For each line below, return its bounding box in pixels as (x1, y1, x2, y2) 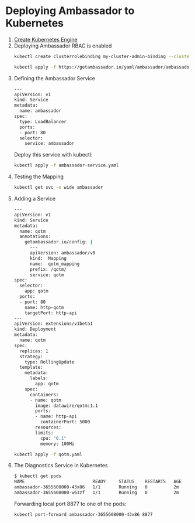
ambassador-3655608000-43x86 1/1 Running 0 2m (13, 484, 179, 490)
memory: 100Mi (40, 441, 75, 447)
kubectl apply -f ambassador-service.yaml (13, 162, 119, 168)
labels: (29, 375, 48, 382)
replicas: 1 (19, 348, 48, 354)
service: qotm (29, 271, 64, 278)
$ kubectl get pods (13, 473, 62, 479)
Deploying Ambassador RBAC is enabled (13, 42, 112, 49)
